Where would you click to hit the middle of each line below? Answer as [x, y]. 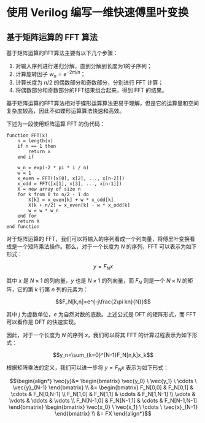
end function [23, 227]
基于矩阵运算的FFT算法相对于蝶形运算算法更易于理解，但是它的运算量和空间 [103, 103]
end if [26, 157]
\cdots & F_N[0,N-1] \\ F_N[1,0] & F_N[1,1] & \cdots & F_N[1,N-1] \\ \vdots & [103, 394]
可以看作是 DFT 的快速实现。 [43, 322]
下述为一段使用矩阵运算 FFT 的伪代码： [56, 124]
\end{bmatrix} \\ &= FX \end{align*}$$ [103, 413]
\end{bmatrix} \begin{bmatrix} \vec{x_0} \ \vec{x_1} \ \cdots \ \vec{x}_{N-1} [103, 407]
